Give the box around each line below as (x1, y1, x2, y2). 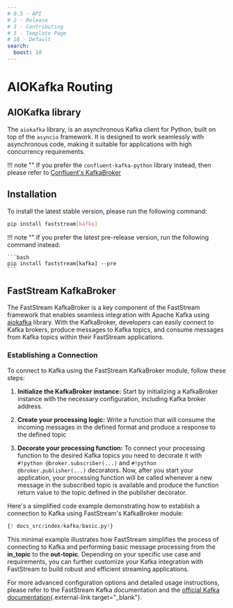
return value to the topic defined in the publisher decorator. (17, 488, 188, 497)
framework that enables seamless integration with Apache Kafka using (7, 311, 210, 319)
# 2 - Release (7, 17, 49, 24)
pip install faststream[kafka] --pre (7, 260, 117, 267)
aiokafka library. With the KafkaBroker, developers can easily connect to (7, 318, 214, 327)
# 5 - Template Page (7, 29, 67, 37)
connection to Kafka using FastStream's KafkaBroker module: (7, 509, 184, 517)
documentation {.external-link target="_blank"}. (7, 593, 143, 601)
